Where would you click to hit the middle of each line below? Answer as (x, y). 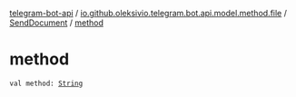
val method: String (46, 83)
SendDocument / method (57, 23)
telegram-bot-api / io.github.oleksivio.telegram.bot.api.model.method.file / (148, 13)
